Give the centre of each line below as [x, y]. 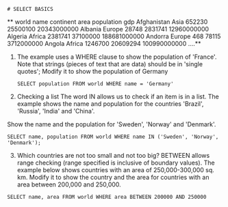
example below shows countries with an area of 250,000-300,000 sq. [115, 170]
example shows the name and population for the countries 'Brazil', [110, 104]
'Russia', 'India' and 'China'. [56, 111]
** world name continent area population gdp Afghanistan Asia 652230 [107, 22]
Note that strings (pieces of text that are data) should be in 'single [110, 64]
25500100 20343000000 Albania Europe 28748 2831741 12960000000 [108, 29]
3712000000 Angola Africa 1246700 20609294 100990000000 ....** [104, 43]
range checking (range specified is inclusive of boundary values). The [116, 163]
